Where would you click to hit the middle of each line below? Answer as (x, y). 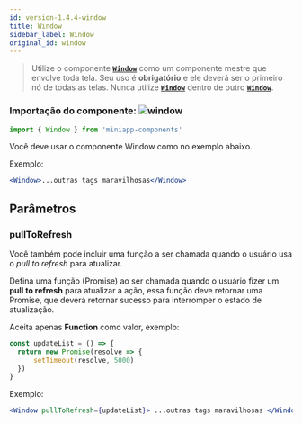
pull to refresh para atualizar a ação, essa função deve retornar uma (136, 290)
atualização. (32, 309)
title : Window (36, 26)
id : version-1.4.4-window (58, 18)
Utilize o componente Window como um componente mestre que (149, 68)
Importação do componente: (73, 111)
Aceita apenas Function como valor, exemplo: (94, 327)
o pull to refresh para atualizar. (66, 263)
